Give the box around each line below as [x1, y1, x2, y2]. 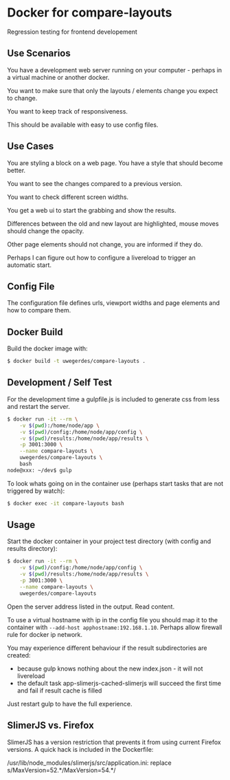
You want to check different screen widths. [7, 193, 129, 201]
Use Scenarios [7, 48, 71, 59]
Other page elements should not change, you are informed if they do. [7, 240, 203, 249]
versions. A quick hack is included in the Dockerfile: [7, 745, 154, 753]
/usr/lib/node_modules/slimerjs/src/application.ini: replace [7, 759, 172, 767]
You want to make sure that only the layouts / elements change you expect [7, 86, 218, 94]
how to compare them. [7, 306, 71, 315]
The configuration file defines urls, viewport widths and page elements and [7, 299, 220, 307]
